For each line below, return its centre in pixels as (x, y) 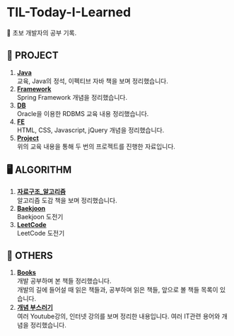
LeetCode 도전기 (41, 233)
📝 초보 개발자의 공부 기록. (42, 33)
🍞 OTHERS (30, 255)
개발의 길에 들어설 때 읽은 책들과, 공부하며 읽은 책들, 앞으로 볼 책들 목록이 (117, 290)
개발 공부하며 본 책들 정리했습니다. (64, 281)
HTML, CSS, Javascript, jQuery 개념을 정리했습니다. (90, 130)
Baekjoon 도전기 (40, 216)
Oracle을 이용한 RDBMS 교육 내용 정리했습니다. (83, 113)
